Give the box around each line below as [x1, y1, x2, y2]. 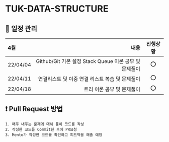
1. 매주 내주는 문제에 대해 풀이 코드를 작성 [5, 121, 84, 126]
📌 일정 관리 [5, 24, 38, 33]
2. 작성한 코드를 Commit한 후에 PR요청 [5, 127, 77, 132]
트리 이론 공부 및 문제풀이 [83, 86, 141, 93]
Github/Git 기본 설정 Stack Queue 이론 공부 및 [36, 58, 141, 64]
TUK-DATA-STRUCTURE [5, 3, 109, 15]
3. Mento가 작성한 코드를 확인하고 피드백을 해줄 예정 [5, 132, 103, 137]
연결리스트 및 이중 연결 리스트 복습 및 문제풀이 [38, 75, 141, 82]
